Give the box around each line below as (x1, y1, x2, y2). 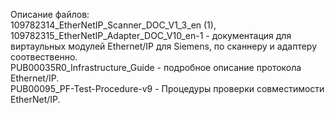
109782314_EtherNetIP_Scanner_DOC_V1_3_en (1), (10, 19, 217, 31)
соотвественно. (10, 51, 78, 63)
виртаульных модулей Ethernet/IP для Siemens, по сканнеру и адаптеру (10, 40, 317, 52)
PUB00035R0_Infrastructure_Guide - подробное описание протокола (10, 62, 302, 73)
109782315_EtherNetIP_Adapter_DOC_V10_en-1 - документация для (10, 30, 292, 41)
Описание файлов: (10, 9, 90, 20)
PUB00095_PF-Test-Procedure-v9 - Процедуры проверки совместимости (10, 83, 325, 94)
